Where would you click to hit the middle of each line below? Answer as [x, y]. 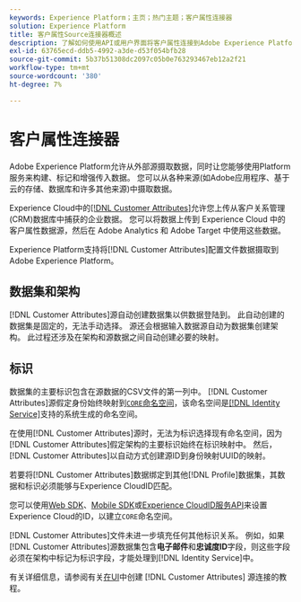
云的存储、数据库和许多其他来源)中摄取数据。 [93, 189]
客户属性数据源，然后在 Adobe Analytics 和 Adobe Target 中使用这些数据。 [148, 230]
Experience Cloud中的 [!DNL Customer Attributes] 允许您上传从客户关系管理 [147, 208]
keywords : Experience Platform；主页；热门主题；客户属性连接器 [121, 18]
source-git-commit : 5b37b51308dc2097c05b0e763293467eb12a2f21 [128, 59]
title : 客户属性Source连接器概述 [66, 34]
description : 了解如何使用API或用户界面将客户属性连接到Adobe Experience [137, 43]
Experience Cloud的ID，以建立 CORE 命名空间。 [93, 517]
